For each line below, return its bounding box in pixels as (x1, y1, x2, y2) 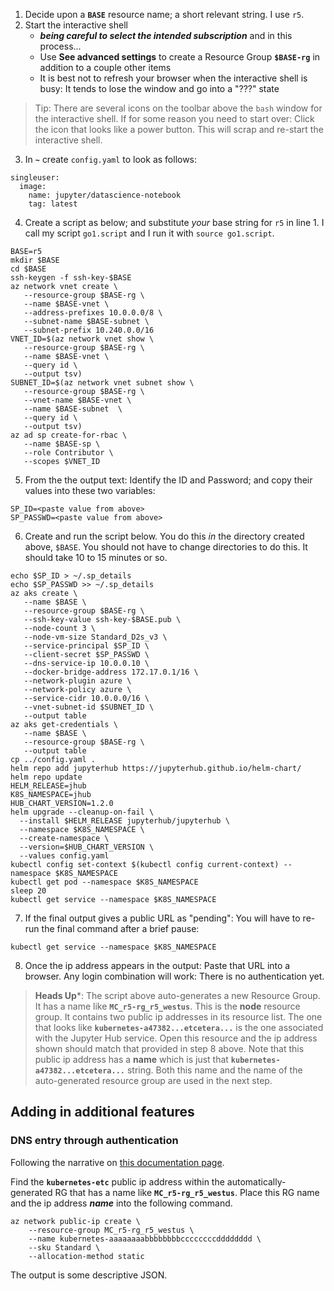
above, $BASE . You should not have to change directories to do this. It (24, 541, 308, 553)
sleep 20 (10, 886, 47, 896)
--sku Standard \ (28, 1242, 101, 1253)
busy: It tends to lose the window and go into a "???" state (39, 83, 280, 94)
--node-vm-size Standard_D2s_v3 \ (23, 632, 168, 642)
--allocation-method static (28, 1251, 145, 1261)
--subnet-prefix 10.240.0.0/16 (23, 325, 155, 335)
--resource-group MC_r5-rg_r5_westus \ (28, 1225, 195, 1235)
